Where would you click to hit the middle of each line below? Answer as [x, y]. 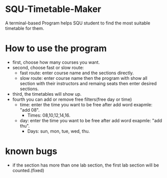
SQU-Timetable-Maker [53, 9]
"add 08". [30, 110]
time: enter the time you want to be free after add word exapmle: [86, 104]
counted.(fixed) [28, 170]
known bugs [31, 151]
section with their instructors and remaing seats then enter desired [88, 83]
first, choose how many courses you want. [56, 62]
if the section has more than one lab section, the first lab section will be [86, 165]
